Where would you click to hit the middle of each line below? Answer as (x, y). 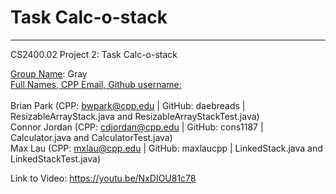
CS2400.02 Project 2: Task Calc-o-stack (94, 54)
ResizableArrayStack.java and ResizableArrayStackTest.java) (135, 116)
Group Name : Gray (49, 73)
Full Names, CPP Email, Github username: (96, 84)
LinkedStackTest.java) (55, 158)
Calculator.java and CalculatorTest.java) (91, 137)
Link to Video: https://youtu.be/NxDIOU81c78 (103, 178)
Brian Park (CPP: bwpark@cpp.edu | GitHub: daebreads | (128, 105)
